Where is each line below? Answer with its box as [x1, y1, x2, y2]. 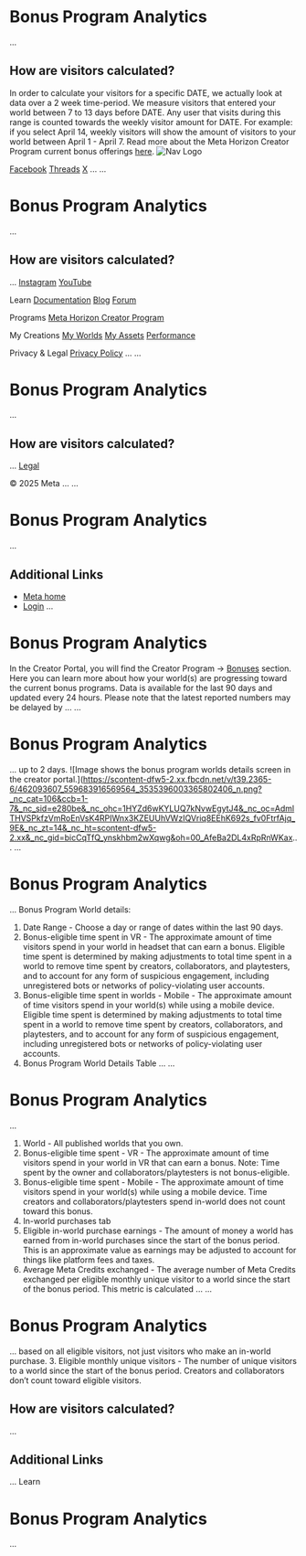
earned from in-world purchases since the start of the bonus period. [22, 1234, 280, 1245]
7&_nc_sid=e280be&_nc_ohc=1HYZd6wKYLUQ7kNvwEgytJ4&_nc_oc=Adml [9, 803, 295, 814]
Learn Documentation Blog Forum [9, 294, 137, 305]
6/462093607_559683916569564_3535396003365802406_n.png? [9, 783, 262, 794]
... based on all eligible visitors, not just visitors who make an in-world [9, 1346, 271, 1357]
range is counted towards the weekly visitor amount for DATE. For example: [9, 116, 293, 127]
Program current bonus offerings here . [9, 145, 155, 156]
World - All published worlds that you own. [22, 1137, 184, 1148]
